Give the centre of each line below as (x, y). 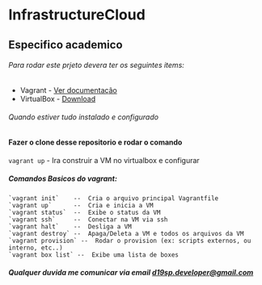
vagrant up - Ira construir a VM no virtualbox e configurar (104, 160)
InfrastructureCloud (77, 15)
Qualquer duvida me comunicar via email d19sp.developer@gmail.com (131, 273)
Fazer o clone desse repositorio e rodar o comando (95, 142)
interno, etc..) (36, 248)
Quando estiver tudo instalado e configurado (84, 117)
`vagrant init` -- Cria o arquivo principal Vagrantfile (114, 198)
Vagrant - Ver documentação (68, 90)
